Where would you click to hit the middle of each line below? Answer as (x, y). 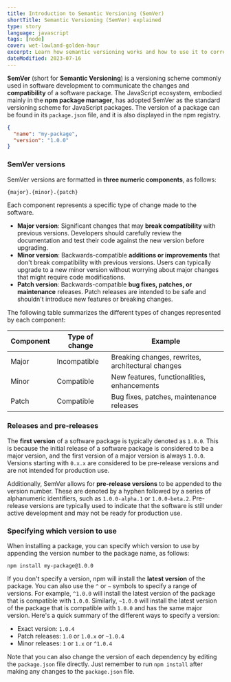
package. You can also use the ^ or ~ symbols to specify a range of (102, 586)
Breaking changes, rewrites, (156, 357)
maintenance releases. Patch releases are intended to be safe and (111, 291)
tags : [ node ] (26, 39)
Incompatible (78, 361)
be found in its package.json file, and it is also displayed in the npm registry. (114, 115)
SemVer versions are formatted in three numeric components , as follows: (112, 179)
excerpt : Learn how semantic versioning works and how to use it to (107, 52)
